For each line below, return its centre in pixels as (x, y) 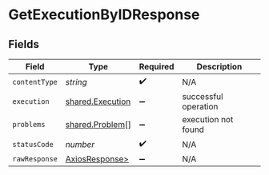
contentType (35, 82)
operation (200, 107)
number (80, 144)
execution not (208, 119)
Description (219, 67)
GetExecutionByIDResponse (104, 15)
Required (157, 67)
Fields (24, 44)
